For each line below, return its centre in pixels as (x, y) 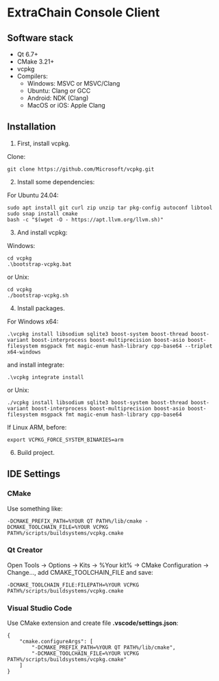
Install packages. (41, 308)
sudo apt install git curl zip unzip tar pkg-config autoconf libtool (110, 208)
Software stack (40, 38)
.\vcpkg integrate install (46, 377)
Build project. (36, 452)
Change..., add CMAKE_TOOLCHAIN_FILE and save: (80, 572)
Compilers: (32, 76)
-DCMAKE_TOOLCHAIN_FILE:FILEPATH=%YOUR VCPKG (73, 585)
